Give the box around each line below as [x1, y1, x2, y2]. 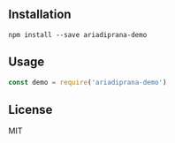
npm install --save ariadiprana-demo [8, 30, 148, 39]
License [8, 102, 53, 117]
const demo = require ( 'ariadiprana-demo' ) [8, 78, 167, 87]
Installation [8, 7, 72, 22]
